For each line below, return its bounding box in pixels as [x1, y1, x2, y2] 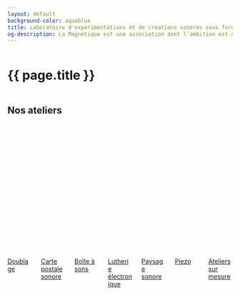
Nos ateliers [7, 104, 63, 116]
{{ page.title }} [7, 67, 96, 84]
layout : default [7, 10, 56, 18]
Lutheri [108, 257, 129, 265]
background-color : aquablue [7, 17, 91, 24]
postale [41, 265, 63, 273]
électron [108, 272, 132, 281]
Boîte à [74, 257, 95, 265]
